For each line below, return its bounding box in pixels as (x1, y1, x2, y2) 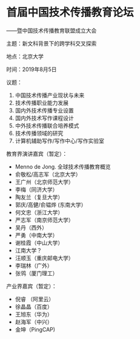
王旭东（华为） (15, 310, 53, 318)
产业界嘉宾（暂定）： (6, 282, 57, 290)
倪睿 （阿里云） (15, 295, 55, 302)
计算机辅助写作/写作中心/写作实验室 (15, 137, 104, 144)
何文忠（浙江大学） (15, 208, 64, 216)
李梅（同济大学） (15, 186, 58, 193)
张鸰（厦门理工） (15, 269, 58, 277)
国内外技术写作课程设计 (15, 114, 74, 122)
